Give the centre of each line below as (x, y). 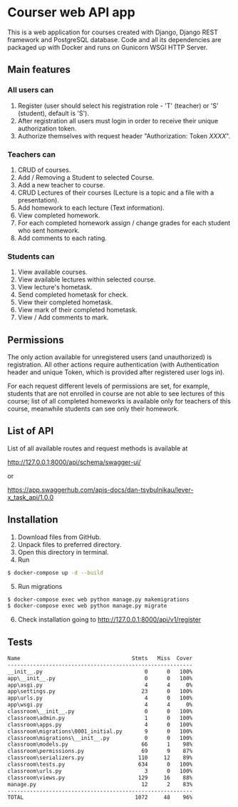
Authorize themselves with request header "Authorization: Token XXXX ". (124, 135)
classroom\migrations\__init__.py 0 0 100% (100, 738)
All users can (31, 90)
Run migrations (40, 586)
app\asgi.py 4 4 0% (100, 685)
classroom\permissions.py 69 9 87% (100, 751)
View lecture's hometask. (55, 287)
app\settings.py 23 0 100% (100, 692)
